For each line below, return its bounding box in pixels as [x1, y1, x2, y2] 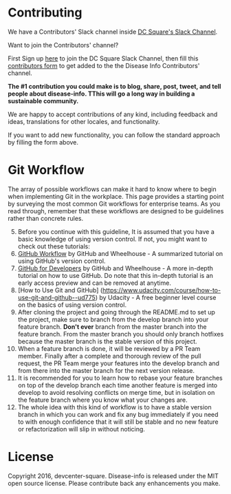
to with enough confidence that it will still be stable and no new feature [17, 418, 219, 426]
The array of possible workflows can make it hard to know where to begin [8, 184, 217, 193]
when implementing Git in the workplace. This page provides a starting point [8, 192, 224, 200]
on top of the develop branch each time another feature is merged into [17, 380, 218, 389]
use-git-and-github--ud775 [17, 293, 96, 301]
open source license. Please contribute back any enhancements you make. [8, 479, 221, 487]
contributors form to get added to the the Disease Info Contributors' [8, 61, 200, 69]
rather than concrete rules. [8, 214, 84, 222]
